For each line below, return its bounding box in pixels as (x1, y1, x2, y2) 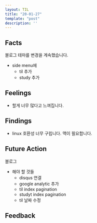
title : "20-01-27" (5, 12, 42, 17)
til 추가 (19, 69, 32, 74)
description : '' (5, 20, 38, 26)
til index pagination (19, 186, 57, 192)
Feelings (5, 89, 31, 97)
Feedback (5, 211, 36, 220)
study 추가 (19, 75, 40, 81)
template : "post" (5, 16, 40, 21)
